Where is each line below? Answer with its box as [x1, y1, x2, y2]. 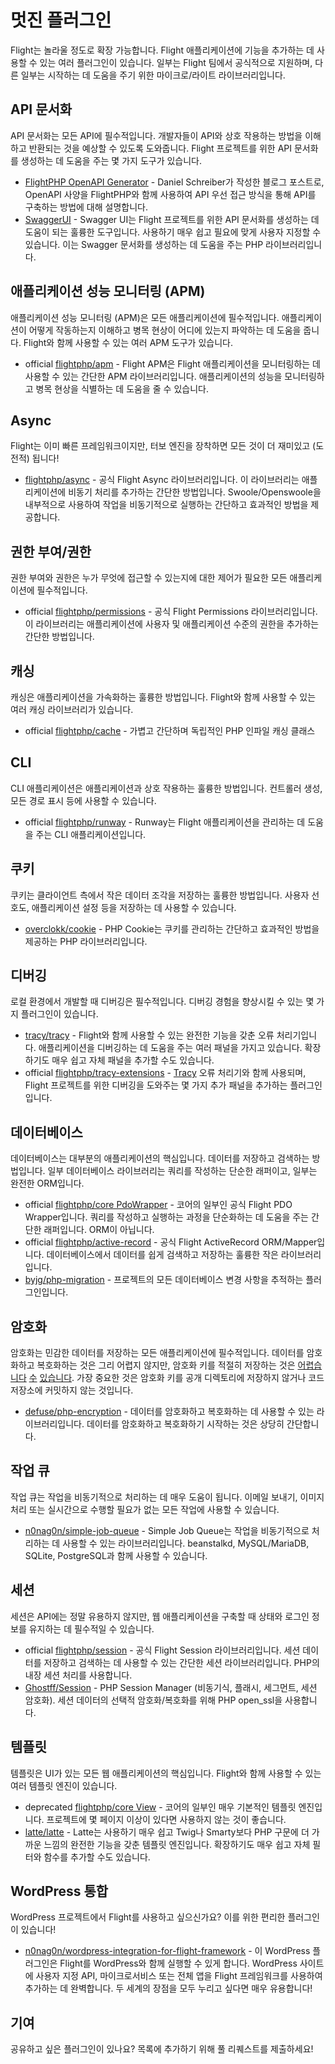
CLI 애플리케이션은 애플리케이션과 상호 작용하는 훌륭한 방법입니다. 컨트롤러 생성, [10, 782, 323, 794]
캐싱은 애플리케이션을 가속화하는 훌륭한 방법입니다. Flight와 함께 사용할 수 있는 [10, 691, 317, 703]
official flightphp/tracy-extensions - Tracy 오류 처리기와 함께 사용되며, [24, 1067, 307, 1079]
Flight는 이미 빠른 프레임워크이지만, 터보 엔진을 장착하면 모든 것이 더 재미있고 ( [10, 440, 317, 452]
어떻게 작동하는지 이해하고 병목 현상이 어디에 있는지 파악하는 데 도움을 [28, 324, 302, 336]
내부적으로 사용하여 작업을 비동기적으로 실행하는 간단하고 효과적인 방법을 [24, 499, 309, 511]
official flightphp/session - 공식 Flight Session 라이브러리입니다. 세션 [24, 1644, 301, 1656]
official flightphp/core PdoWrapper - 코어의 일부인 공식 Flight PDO [24, 1199, 293, 1211]
